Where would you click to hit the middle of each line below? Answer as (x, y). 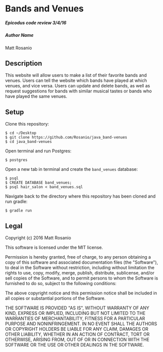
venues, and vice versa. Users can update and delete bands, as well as (78, 86)
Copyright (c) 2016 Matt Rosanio (38, 238)
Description (24, 63)
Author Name (19, 35)
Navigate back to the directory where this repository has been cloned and (81, 196)
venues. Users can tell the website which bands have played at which (76, 80)
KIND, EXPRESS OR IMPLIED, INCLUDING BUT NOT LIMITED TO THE (75, 313)
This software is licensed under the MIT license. (54, 247)
